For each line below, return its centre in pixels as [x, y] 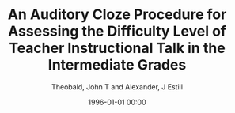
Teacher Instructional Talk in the [117, 48]
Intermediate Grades [117, 65]
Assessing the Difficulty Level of [117, 31]
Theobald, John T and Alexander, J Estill [117, 87]
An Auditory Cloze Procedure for [117, 15]
